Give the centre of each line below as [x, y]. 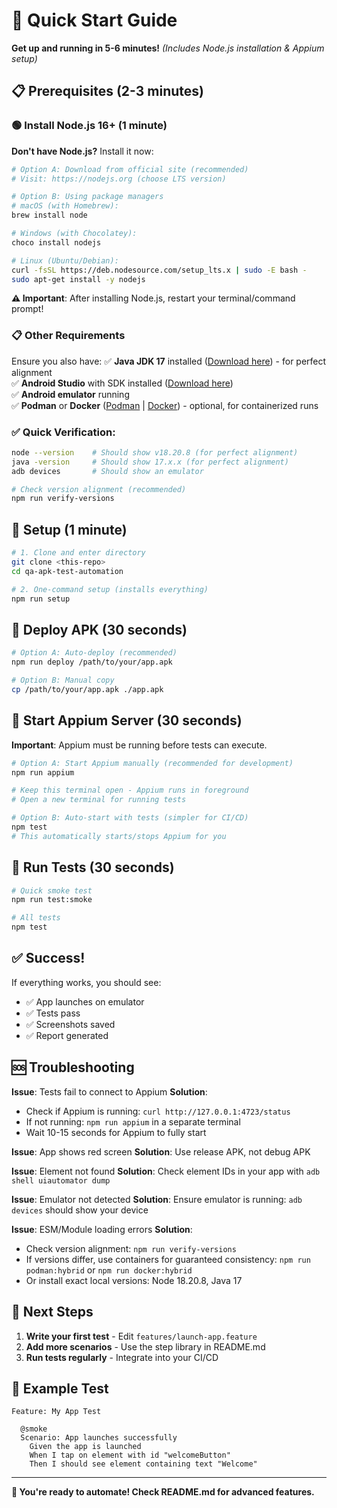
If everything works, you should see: [86, 982]
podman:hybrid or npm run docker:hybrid [109, 1270]
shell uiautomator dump [61, 1180]
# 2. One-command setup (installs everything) [110, 589]
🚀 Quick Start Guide [94, 20]
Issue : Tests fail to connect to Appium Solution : [109, 1091]
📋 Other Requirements [68, 336]
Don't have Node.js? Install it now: [82, 151]
